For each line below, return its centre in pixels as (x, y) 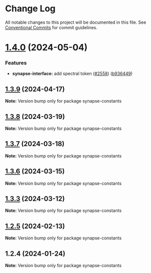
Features (16, 63)
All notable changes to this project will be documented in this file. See (76, 22)
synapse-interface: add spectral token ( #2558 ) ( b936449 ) (72, 74)
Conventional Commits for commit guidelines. (51, 27)
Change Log (30, 9)
